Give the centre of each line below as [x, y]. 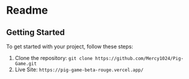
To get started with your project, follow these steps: [70, 46]
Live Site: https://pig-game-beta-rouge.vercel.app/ [79, 69]
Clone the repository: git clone [54, 58]
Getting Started [36, 32]
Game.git [26, 64]
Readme [27, 10]
